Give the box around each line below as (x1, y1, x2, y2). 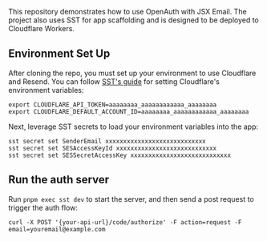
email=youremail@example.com (8, 225, 106, 233)
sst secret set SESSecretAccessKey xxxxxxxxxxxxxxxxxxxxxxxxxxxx (8, 151, 231, 159)
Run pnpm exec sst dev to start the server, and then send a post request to (8, 194, 254, 203)
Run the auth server (8, 173, 110, 187)
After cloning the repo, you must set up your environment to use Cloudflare (8, 68, 257, 78)
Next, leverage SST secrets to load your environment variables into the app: (8, 122, 259, 131)
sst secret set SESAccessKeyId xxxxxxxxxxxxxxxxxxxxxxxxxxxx (8, 144, 217, 152)
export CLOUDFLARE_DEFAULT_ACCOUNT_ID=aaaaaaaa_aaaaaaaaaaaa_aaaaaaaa (8, 107, 249, 115)
